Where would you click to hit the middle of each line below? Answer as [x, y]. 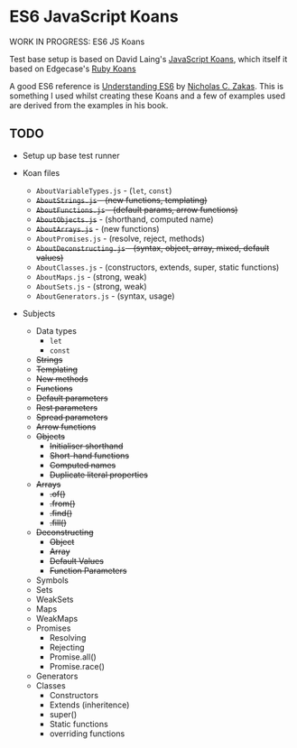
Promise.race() [77, 666]
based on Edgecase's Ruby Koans [73, 69]
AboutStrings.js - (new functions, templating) [121, 199]
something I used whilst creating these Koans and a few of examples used [148, 96]
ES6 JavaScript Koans [94, 17]
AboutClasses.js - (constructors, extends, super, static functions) [158, 267]
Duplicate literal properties [99, 475]
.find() [61, 513]
